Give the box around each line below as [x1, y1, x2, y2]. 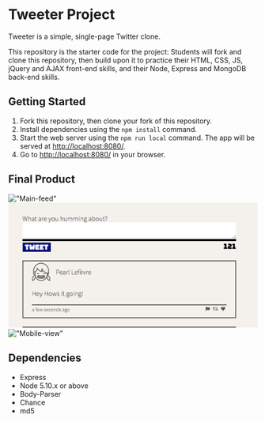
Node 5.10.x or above [19, 381, 89, 390]
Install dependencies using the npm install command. [19, 124, 198, 134]
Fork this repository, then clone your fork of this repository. [19, 116, 212, 126]
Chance [19, 398, 46, 407]
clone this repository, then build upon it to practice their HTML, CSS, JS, [8, 55, 244, 65]
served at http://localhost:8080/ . [19, 141, 126, 151]
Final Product [8, 172, 75, 187]
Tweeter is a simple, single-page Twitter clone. [8, 32, 161, 41]
